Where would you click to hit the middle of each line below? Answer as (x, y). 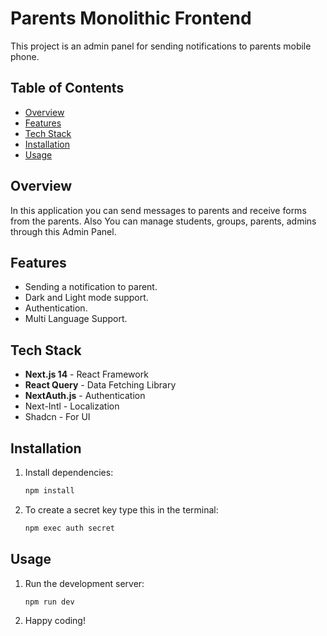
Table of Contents (67, 88)
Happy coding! (55, 621)
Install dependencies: (69, 472)
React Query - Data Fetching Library (100, 385)
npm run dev (49, 602)
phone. (25, 56)
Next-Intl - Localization (72, 406)
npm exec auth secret (69, 528)
